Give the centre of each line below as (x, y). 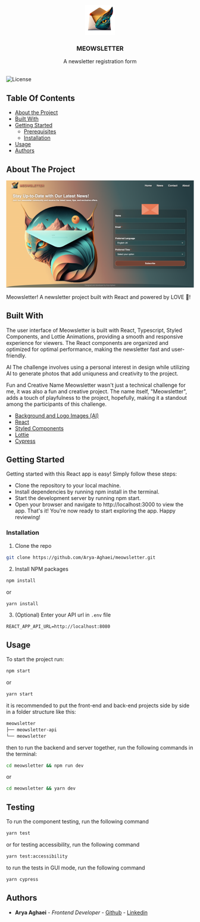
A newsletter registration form (100, 61)
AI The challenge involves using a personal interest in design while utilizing (98, 367)
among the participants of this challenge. (57, 404)
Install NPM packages (41, 569)
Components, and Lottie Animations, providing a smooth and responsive (95, 337)
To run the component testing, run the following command (77, 822)
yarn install (22, 604)
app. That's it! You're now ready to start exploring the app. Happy (95, 511)
